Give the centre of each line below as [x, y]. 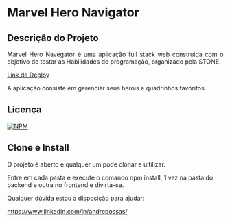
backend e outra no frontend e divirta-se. [66, 185]
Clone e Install [38, 148]
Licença [25, 110]
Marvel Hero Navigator [73, 13]
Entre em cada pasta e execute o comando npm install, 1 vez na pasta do [110, 177]
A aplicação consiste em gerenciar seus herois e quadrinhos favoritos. [107, 88]
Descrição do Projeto [53, 38]
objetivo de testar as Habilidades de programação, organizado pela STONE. [114, 62]
